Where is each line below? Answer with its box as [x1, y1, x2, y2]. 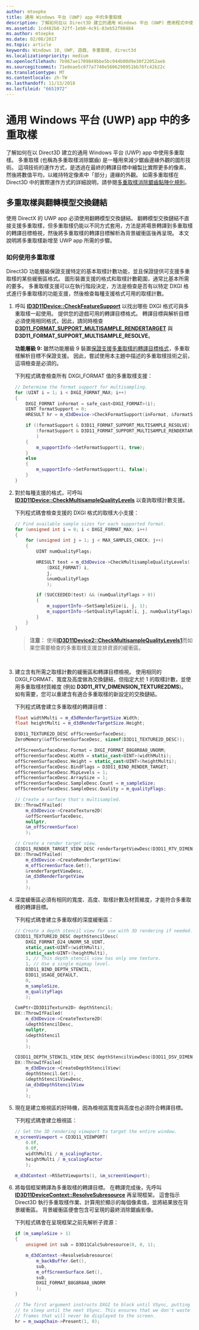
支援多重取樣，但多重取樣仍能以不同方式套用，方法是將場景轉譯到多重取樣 [11, 222, 193, 229]
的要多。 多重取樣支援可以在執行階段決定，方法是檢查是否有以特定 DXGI [6, 282, 182, 290]
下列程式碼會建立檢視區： [14, 1117, 78, 1124]
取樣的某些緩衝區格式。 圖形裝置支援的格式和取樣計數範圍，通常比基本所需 [6, 275, 190, 282]
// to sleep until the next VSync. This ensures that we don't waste [14, 1307, 191, 1313]
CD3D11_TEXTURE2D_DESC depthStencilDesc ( [14, 933, 119, 939]
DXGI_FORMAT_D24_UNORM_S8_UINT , [25, 939, 105, 945]
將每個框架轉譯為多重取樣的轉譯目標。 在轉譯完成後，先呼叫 [14, 1184, 162, 1191]
